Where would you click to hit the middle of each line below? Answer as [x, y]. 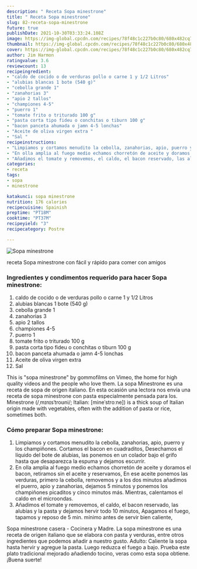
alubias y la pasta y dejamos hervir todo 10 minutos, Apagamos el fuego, [103, 511]
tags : [13, 175]
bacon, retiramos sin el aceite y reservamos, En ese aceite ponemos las [101, 474]
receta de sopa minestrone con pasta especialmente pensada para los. [92, 396]
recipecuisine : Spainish [37, 207]
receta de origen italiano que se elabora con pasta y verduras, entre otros [95, 535]
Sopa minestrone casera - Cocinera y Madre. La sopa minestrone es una [94, 529]
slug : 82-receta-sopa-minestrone [47, 22]
